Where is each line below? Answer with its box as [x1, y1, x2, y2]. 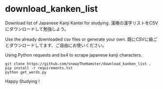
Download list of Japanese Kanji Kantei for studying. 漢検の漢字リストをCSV [5, 20, 158, 26]
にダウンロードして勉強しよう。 [5, 26, 69, 32]
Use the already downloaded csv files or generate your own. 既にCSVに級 [5, 36, 153, 42]
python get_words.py [5, 70, 47, 74]
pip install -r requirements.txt [5, 65, 73, 71]
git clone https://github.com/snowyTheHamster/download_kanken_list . [5, 61, 151, 66]
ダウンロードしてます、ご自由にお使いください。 [9, 42, 107, 48]
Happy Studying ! [5, 78, 40, 84]
